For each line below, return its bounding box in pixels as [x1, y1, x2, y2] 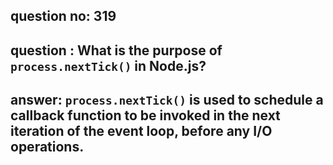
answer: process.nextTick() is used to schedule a [10, 92, 324, 109]
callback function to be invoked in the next [10, 107, 281, 124]
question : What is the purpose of [10, 42, 223, 59]
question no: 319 [10, 8, 117, 25]
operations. [10, 139, 85, 156]
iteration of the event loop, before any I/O [10, 123, 273, 140]
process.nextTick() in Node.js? [10, 57, 207, 74]
